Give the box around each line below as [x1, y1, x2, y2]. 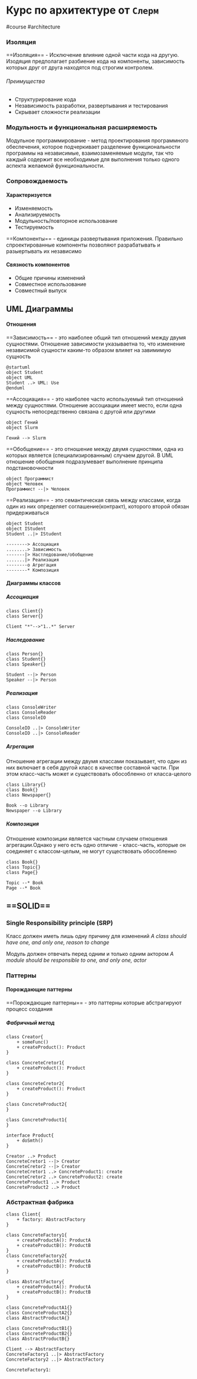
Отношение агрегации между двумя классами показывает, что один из [6, 758, 187, 765]
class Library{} [6, 782, 46, 788]
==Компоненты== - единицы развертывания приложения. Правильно [6, 235, 183, 242]
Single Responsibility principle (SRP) [6, 919, 113, 927]
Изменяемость [14, 204, 53, 212]
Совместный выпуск [14, 287, 67, 294]
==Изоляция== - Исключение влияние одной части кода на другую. [6, 52, 179, 59]
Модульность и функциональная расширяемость [6, 123, 157, 132]
